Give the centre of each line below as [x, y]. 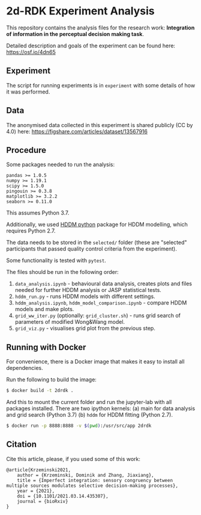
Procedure [26, 150]
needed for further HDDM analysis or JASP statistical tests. [88, 290]
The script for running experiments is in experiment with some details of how [101, 85]
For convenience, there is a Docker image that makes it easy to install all [95, 362]
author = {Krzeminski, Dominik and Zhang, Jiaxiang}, [85, 475]
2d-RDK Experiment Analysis [80, 11]
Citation [22, 445]
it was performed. [28, 92]
